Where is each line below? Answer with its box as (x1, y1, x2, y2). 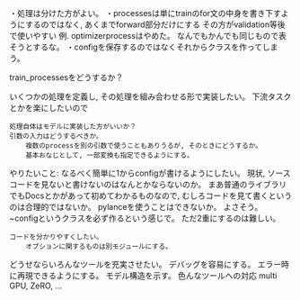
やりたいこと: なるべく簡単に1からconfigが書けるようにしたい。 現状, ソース (9, 168, 291, 178)
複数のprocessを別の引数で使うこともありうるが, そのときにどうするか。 (25, 141, 262, 150)
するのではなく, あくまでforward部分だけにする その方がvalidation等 (25, 19, 278, 30)
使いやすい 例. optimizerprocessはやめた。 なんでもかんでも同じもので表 (16, 31, 287, 41)
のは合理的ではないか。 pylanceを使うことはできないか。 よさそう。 (9, 202, 263, 212)
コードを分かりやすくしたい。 (9, 232, 103, 241)
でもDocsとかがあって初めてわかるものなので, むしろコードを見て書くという (9, 190, 293, 201)
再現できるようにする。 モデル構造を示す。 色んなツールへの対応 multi (16, 270, 278, 281)
